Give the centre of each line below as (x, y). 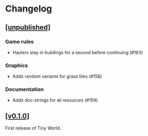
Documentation (25, 89)
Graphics (17, 65)
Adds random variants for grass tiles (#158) (57, 76)
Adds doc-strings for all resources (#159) (55, 100)
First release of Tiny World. (33, 128)
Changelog (29, 9)
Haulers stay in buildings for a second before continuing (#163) (78, 52)
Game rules (20, 42)
